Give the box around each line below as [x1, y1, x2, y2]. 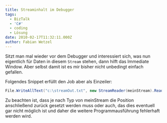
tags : [5, 12, 16, 17]
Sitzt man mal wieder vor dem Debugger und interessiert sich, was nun [5, 53, 151, 59]
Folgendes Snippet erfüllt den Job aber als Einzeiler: [5, 78, 112, 84]
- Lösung [9, 30, 28, 35]
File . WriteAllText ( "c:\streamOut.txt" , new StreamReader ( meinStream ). [5, 88, 155, 93]
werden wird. [5, 113, 32, 119]
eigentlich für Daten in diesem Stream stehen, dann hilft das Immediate [5, 58, 149, 64]
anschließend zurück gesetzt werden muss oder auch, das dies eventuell [5, 102, 155, 108]
